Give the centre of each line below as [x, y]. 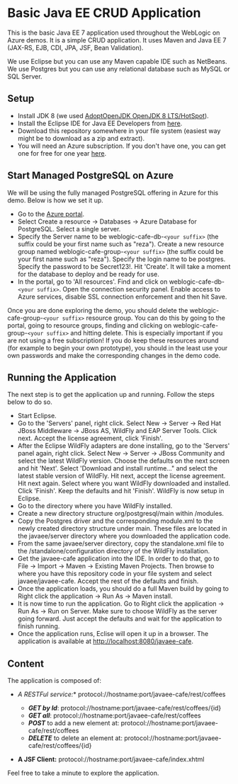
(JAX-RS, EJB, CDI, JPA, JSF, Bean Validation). [75, 47]
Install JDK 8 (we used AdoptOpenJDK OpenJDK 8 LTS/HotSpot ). [113, 115]
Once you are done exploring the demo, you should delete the [98, 310]
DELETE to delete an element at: [75, 738]
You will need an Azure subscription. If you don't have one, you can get [122, 146]
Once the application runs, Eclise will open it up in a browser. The [113, 634]
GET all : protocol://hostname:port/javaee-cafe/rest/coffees [114, 715]
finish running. [39, 626]
